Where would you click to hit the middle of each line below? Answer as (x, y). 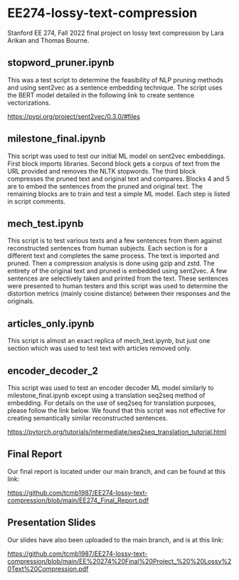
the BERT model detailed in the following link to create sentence (101, 95)
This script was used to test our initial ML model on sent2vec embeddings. (117, 156)
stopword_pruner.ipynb (61, 63)
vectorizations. (29, 102)
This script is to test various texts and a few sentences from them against (115, 241)
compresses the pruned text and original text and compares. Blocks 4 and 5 (118, 179)
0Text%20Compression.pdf (48, 569)
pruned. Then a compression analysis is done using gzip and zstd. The (111, 263)
